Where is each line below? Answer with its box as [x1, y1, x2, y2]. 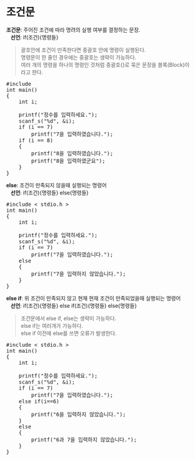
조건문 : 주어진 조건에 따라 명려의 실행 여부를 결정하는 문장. [6, 26, 140, 33]
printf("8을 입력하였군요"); [31, 157, 106, 164]
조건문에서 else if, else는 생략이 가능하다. [20, 315, 117, 322]
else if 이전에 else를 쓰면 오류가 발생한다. [20, 330, 117, 337]
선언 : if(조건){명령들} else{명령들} [10, 189, 89, 196]
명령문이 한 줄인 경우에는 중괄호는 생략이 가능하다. [20, 54, 136, 61]
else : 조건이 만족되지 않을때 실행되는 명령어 [6, 181, 107, 189]
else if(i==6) [18, 398, 60, 404]
